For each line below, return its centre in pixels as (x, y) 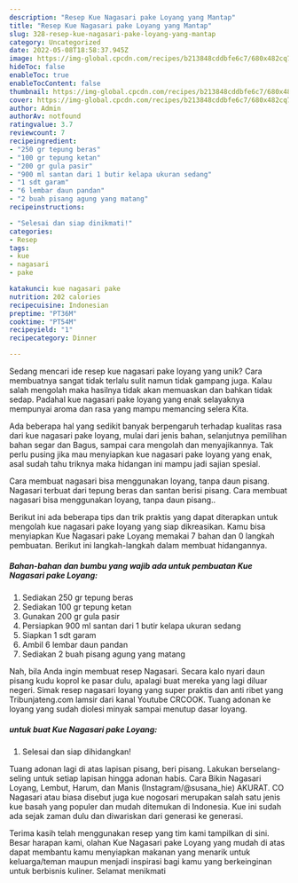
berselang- (260, 769)
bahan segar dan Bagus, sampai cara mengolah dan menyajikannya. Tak (141, 445)
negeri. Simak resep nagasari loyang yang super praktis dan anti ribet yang (146, 690)
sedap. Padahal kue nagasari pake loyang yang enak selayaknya (127, 399)
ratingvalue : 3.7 (41, 125)
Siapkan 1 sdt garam (59, 635)
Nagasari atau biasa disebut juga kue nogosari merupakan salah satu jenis (145, 797)
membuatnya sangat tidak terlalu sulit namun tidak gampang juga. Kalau (141, 381)
